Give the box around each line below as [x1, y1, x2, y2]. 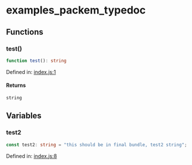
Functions [6, 27, 44, 37]
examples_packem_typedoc [6, 4, 146, 17]
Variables [6, 111, 42, 121]
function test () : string [6, 58, 67, 63]
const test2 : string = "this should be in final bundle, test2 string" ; [6, 142, 187, 147]
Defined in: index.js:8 [6, 152, 57, 159]
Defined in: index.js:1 [6, 68, 56, 75]
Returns [6, 82, 26, 89]
